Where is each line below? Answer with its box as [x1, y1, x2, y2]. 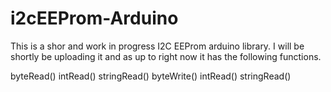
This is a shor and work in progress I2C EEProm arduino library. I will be [10, 40, 305, 52]
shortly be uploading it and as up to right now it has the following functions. [10, 50, 322, 62]
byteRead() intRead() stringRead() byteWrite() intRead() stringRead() [10, 70, 292, 82]
